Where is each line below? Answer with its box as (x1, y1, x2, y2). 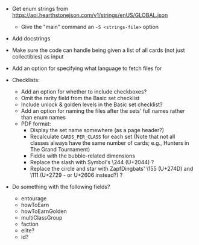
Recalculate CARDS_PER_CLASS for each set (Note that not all (30, 133, 175, 140)
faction (21, 220, 39, 227)
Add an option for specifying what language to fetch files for (11, 65, 162, 72)
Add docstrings (11, 35, 51, 42)
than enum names (21, 114, 66, 121)
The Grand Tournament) (30, 146, 90, 153)
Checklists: (11, 77, 40, 83)
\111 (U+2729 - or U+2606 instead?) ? (30, 171, 123, 179)
